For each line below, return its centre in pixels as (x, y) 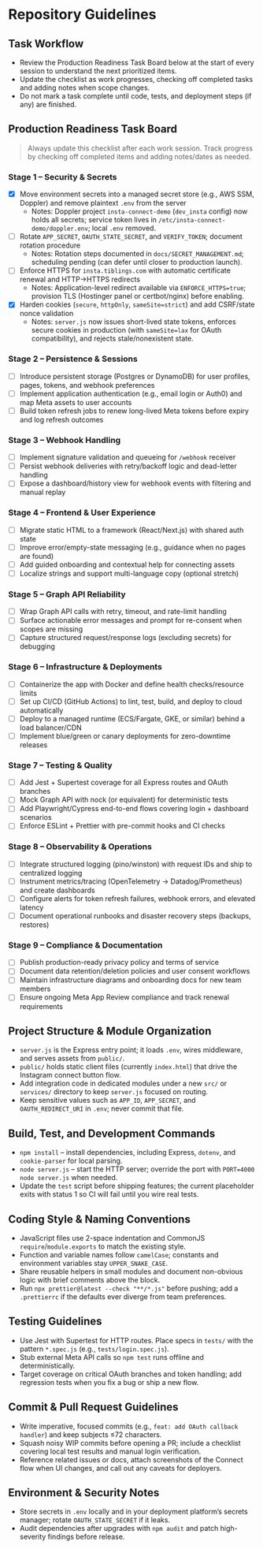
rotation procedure (50, 245)
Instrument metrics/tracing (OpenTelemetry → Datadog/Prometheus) (131, 881)
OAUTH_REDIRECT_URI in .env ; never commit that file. (102, 1108)
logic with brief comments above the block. (90, 1279)
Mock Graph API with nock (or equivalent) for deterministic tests (124, 800)
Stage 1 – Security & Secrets (63, 177)
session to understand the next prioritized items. (98, 71)
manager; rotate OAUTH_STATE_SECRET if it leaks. (95, 1520)
